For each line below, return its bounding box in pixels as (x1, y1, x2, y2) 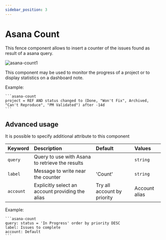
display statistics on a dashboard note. (5, 75, 84, 81)
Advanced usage (5, 120, 59, 129)
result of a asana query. (5, 50, 53, 56)
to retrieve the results (34, 159, 83, 166)
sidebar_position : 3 (5, 7, 48, 12)
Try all (95, 182, 110, 189)
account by (95, 188, 122, 195)
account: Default (5, 230, 41, 235)
